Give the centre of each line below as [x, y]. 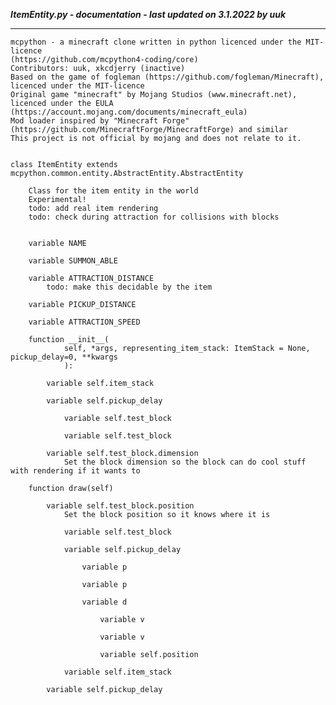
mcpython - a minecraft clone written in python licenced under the [156, 42]
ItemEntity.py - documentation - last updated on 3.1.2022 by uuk [148, 14]
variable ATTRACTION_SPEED [84, 322]
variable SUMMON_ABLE [73, 261]
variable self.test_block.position [120, 506]
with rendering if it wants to [75, 471]
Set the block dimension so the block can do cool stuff [185, 462]
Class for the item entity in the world [113, 191]
